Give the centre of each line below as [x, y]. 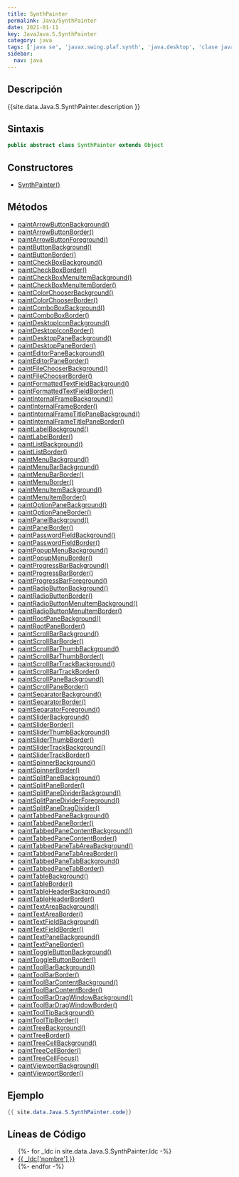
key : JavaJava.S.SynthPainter [52, 34]
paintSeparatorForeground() [59, 709]
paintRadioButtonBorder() [55, 596]
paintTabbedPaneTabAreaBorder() [68, 853]
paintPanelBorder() [46, 527]
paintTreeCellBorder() [49, 1050]
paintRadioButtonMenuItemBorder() [70, 611]
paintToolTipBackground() [56, 1012]
